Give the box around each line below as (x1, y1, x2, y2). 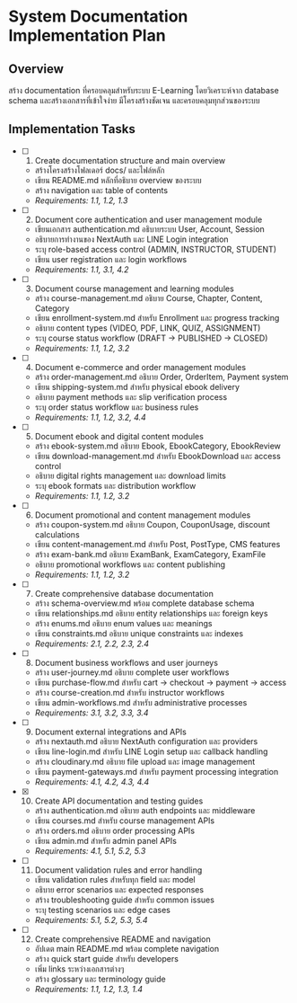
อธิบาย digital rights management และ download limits (34, 470, 226, 481)
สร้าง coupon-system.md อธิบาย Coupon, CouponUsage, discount (34, 519, 271, 529)
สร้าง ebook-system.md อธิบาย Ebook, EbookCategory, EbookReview (34, 440, 282, 451)
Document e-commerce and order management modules (34, 361, 247, 372)
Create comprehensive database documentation (34, 588, 214, 599)
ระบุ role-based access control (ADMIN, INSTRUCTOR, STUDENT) (34, 244, 277, 254)
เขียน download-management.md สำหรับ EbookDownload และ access (34, 450, 282, 461)
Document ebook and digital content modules (34, 430, 204, 441)
